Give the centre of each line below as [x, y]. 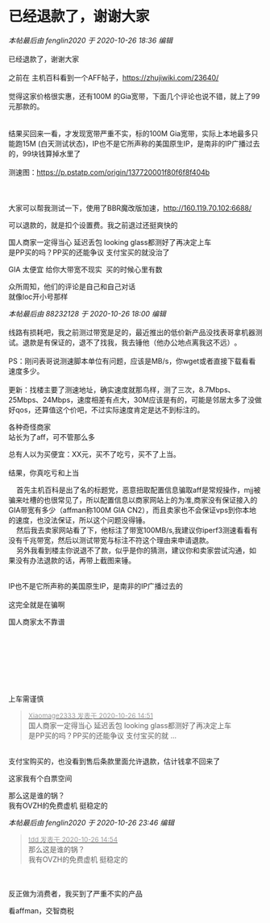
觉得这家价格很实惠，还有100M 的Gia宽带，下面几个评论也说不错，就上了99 [134, 96]
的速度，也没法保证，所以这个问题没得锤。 [79, 519]
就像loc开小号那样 [38, 296]
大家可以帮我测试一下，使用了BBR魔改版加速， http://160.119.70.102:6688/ [130, 208]
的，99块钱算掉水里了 [45, 153]
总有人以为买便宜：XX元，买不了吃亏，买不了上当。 [95, 454]
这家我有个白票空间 [40, 778]
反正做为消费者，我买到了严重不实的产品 [75, 893]
